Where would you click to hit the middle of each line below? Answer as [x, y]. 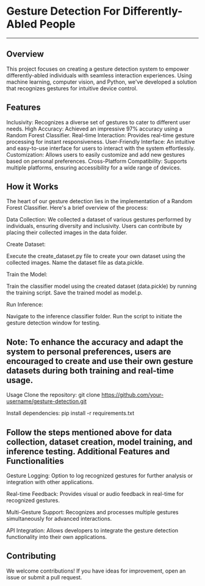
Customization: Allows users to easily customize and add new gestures [95, 154]
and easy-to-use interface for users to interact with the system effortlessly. [101, 148]
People [57, 24]
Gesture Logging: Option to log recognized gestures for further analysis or [100, 476]
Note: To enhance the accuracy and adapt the [95, 342]
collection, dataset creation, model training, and [99, 442]
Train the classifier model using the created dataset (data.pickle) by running [102, 286]
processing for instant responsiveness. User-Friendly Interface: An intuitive [101, 141]
